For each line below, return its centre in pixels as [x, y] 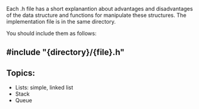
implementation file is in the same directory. [61, 21]
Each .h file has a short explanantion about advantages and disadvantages [100, 9]
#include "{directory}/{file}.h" [65, 52]
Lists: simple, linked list [44, 88]
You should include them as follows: [51, 33]
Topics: [21, 73]
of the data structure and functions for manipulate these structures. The [96, 15]
